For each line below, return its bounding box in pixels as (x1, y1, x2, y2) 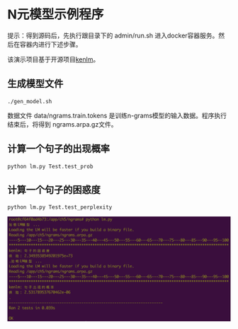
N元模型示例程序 (7, 6, 104, 23)
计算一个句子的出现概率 (7, 143, 110, 155)
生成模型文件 (7, 78, 64, 90)
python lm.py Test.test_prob (7, 163, 93, 170)
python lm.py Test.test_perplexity (7, 204, 113, 211)
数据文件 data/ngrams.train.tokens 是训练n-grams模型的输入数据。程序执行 (7, 111, 227, 120)
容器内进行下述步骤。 (19, 40, 82, 48)
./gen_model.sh (7, 98, 52, 105)
